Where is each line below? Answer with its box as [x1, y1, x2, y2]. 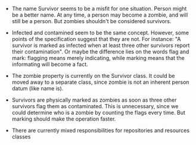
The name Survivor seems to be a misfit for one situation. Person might [11, 5, 187, 12]
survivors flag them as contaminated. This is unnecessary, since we [11, 103, 179, 109]
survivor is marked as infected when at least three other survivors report [11, 42, 190, 49]
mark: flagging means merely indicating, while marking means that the [11, 55, 185, 61]
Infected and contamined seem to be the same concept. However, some [11, 29, 189, 36]
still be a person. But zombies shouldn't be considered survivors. [11, 18, 172, 24]
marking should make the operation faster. [11, 115, 116, 122]
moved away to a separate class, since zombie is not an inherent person [11, 78, 189, 86]
